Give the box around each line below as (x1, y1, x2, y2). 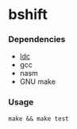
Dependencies (8, 34, 66, 45)
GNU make (19, 77, 56, 86)
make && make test (8, 115, 69, 123)
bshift (8, 6, 48, 24)
